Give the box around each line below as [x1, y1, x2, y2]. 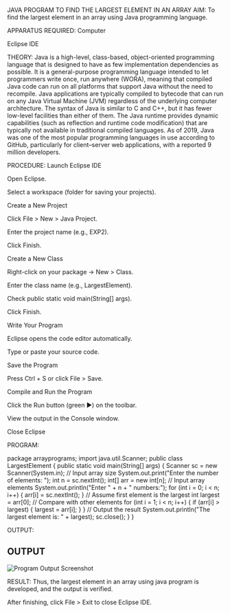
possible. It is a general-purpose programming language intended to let [7, 68, 209, 76]
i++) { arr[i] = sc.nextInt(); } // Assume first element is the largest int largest [7, 491, 220, 499]
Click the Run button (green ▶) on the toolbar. [7, 401, 137, 409]
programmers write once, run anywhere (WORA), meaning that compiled [7, 75, 213, 83]
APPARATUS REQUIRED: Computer [7, 27, 106, 34]
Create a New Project [7, 201, 68, 209]
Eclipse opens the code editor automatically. [7, 335, 133, 342]
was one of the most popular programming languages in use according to [7, 133, 215, 142]
